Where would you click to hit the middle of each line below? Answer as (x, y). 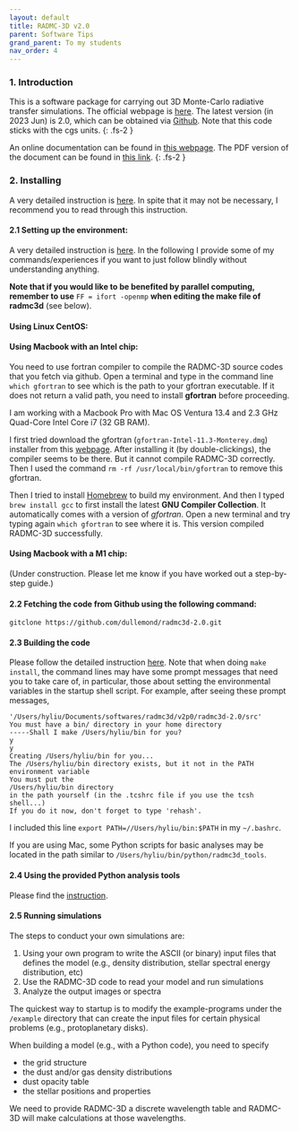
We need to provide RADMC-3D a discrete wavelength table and (128, 1108)
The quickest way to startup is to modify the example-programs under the (145, 1008)
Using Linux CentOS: (49, 326)
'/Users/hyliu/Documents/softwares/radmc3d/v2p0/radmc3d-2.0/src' (136, 717)
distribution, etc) (52, 972)
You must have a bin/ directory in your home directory (115, 725)
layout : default (39, 17)
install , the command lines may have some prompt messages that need (144, 672)
